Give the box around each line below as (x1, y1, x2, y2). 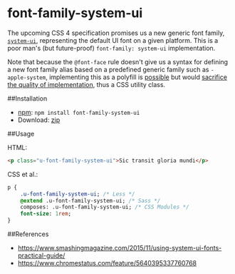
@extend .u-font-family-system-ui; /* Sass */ (20, 197, 161, 204)
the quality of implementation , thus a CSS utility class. (7, 80, 166, 88)
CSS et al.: (7, 170, 38, 178)
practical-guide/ (17, 251, 66, 260)
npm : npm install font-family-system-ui (17, 108, 140, 116)
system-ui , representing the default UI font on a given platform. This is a (7, 36, 219, 44)
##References (7, 230, 49, 238)
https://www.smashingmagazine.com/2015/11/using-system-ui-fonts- (17, 244, 222, 253)
